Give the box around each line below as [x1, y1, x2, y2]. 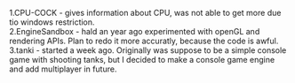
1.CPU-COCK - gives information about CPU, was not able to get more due [9, 8, 282, 18]
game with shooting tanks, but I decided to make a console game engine [9, 55, 275, 64]
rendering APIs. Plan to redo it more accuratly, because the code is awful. [9, 35, 279, 46]
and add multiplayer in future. [9, 64, 117, 74]
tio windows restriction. [9, 17, 95, 27]
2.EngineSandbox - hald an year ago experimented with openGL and [9, 26, 260, 36]
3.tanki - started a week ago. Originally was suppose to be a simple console [9, 45, 287, 56]
